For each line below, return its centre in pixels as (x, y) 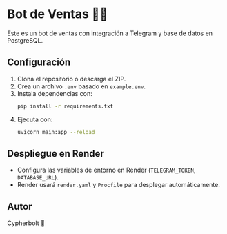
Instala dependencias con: (55, 93)
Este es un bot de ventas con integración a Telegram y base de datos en (110, 33)
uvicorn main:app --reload (56, 132)
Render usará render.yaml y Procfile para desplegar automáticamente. (119, 185)
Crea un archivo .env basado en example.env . (81, 86)
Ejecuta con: (35, 119)
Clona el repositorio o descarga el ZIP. (71, 79)
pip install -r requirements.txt (65, 106)
